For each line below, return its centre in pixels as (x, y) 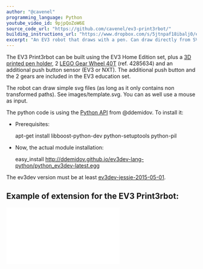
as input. (17, 101)
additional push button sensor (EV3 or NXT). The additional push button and (101, 70)
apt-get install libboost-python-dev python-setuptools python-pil (96, 136)
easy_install (29, 159)
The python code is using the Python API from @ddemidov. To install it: (95, 112)
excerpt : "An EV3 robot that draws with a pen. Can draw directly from (98, 40)
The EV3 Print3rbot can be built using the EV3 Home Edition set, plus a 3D (99, 57)
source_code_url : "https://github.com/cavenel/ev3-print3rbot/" (89, 29)
